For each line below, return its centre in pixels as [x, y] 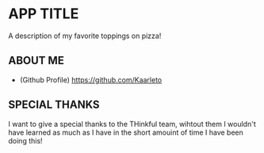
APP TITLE [44, 14]
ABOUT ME [36, 61]
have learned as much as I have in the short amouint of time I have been [126, 132]
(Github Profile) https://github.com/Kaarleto [91, 79]
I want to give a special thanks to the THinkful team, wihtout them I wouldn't [132, 124]
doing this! [25, 140]
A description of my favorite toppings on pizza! [85, 36]
